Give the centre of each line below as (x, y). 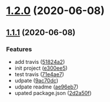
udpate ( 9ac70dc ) (36, 80)
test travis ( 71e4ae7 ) (39, 74)
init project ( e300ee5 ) (41, 68)
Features (19, 49)
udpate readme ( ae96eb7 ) (46, 87)
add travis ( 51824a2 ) (40, 62)
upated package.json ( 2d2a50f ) (53, 93)
